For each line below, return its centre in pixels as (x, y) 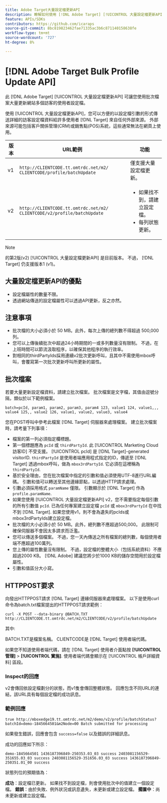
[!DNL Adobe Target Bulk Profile (72, 71)
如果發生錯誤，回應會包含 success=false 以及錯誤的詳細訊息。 (69, 734)
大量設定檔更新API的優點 (43, 281)
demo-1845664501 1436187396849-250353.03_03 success (61, 754)
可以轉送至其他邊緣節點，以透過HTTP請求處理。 (89, 482)
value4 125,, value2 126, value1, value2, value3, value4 (66, 412)
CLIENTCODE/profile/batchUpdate (57, 172)
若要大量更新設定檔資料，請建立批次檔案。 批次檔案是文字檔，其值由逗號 (80, 392)
